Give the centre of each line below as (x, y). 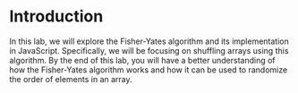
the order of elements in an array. (71, 79)
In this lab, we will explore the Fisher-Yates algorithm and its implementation (149, 41)
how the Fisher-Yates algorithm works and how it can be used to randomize (149, 70)
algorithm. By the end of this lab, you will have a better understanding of (142, 60)
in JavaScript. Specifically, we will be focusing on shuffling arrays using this (149, 50)
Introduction (56, 17)
